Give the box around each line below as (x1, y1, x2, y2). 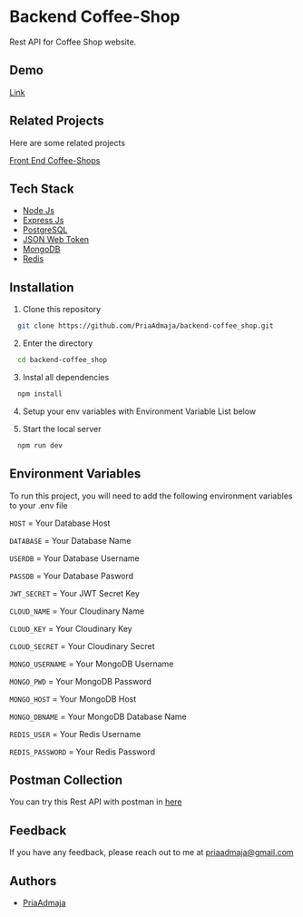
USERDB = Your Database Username (9, 552, 140, 564)
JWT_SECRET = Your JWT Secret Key (9, 587, 141, 598)
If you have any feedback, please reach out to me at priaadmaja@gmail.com (9, 847, 294, 858)
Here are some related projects (9, 137, 125, 148)
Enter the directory (22, 338, 93, 349)
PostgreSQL (22, 224, 68, 235)
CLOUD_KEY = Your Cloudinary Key (9, 623, 133, 634)
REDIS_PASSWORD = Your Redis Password (9, 746, 156, 757)
